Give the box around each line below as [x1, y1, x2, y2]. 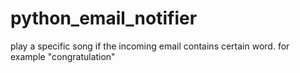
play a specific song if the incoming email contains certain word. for [10, 40, 290, 52]
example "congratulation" [10, 50, 116, 62]
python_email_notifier [10, 7, 198, 30]
